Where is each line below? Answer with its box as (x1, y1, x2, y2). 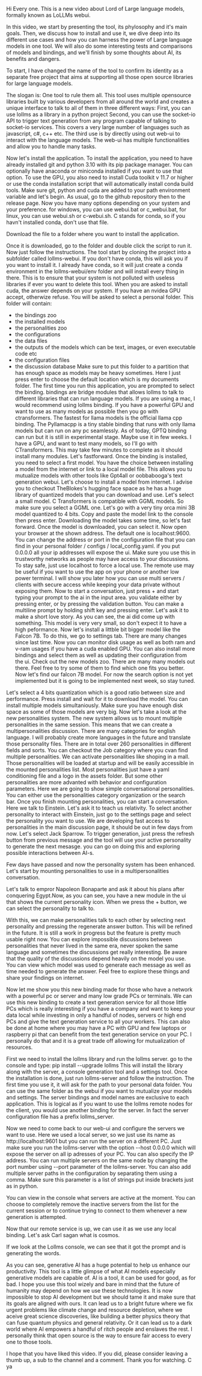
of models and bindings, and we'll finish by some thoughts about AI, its (6, 49, 182, 56)
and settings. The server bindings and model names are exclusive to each (6, 1094, 189, 1101)
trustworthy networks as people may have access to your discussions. (14, 555, 190, 562)
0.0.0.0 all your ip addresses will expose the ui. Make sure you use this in (14, 549, 196, 556)
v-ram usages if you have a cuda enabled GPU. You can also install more (14, 645, 195, 652)
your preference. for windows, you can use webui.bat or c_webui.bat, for (6, 206, 186, 213)
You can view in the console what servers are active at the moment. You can (6, 1194, 195, 1201)
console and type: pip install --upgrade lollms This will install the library (6, 1062, 183, 1069)
